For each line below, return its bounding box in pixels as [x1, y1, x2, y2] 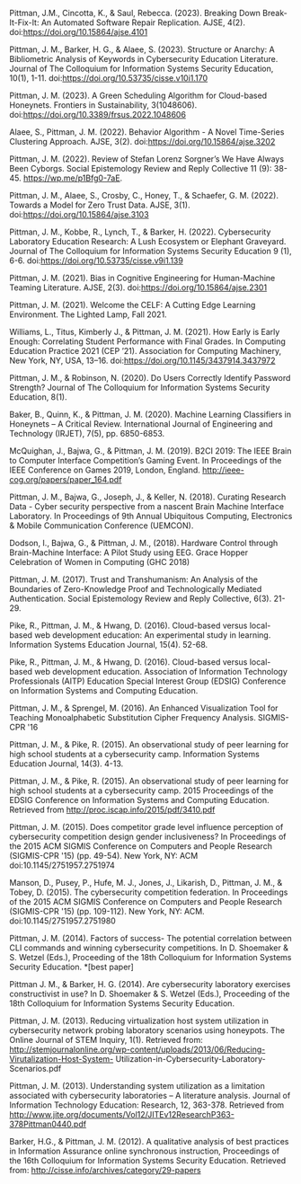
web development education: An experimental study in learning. [34, 630, 271, 641]
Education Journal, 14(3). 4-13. [9, 758, 124, 769]
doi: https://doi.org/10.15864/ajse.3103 [9, 209, 150, 219]
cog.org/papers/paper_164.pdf [9, 474, 122, 484]
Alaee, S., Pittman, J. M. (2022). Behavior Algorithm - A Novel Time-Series [9, 127, 285, 137]
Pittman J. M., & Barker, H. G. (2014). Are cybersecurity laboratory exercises [9, 979, 291, 989]
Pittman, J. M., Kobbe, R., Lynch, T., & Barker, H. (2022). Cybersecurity [9, 226, 271, 237]
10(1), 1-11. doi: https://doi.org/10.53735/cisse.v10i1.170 [9, 73, 208, 84]
